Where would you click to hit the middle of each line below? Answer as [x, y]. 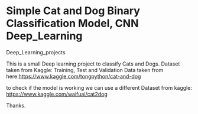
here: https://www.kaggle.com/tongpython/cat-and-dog [74, 76]
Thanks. [16, 105]
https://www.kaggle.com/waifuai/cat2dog [57, 94]
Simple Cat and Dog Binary [73, 11]
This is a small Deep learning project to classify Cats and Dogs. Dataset [93, 64]
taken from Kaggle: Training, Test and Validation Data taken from [85, 70]
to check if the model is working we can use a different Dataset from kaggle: [99, 87]
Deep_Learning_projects [36, 52]
